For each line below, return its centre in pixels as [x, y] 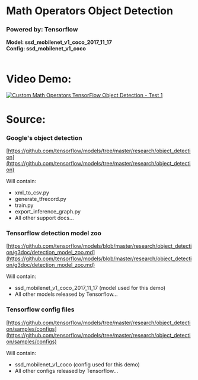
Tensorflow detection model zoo [54, 233]
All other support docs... [44, 218]
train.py [24, 205]
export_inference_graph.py [48, 211]
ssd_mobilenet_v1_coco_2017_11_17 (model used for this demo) [90, 288]
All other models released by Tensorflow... [66, 294]
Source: [26, 119]
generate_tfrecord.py [40, 199]
